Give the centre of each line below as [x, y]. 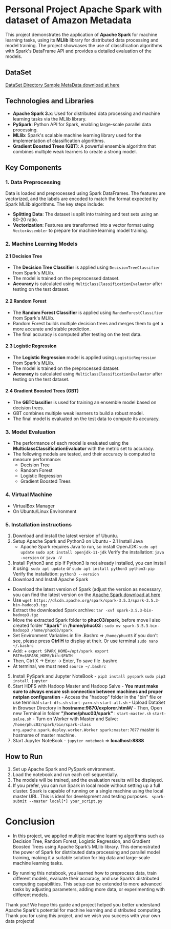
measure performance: [37, 460]
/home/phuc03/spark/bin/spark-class [52, 724]
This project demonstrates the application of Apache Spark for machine [81, 34]
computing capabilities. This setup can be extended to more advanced [87, 884]
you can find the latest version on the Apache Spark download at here [87, 595]
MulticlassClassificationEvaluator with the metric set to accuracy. [83, 449]
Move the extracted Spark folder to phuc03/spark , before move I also [87, 620]
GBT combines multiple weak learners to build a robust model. [78, 413]
